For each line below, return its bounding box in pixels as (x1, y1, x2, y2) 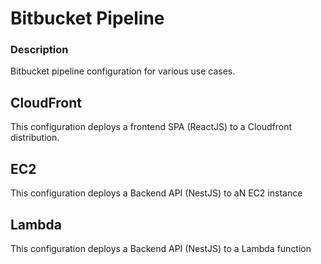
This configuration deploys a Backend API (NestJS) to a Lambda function (10, 242, 312, 254)
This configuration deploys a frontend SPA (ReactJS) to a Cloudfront (10, 121, 292, 133)
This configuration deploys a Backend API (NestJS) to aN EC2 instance (10, 187, 303, 199)
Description (10, 43, 69, 57)
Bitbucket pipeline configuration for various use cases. (10, 65, 236, 77)
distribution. (10, 132, 60, 144)
